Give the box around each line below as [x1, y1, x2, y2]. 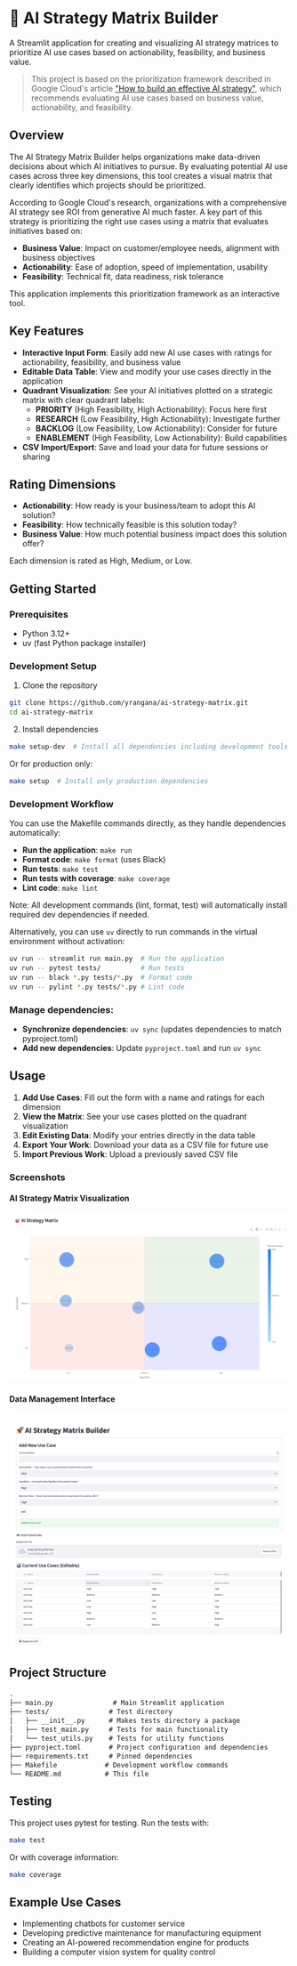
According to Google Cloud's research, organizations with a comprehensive [9, 197, 287, 207]
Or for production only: [9, 758, 93, 769]
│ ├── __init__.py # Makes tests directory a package [9, 1716, 241, 1725]
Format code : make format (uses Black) [21, 854, 166, 865]
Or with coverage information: [9, 1851, 119, 1863]
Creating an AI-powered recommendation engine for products [21, 1938, 250, 1948]
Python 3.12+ [21, 628, 70, 639]
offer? [21, 538, 44, 549]
